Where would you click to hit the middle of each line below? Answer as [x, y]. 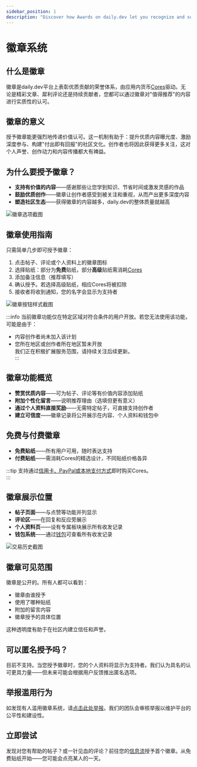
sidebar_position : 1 [31, 11]
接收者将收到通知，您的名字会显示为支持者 [66, 292]
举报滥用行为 [29, 693]
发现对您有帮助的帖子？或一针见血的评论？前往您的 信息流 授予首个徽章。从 [96, 751]
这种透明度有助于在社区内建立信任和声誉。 [57, 629]
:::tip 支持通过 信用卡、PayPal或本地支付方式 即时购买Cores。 [79, 470]
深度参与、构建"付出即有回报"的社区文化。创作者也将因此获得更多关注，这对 [98, 144]
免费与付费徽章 [33, 436]
